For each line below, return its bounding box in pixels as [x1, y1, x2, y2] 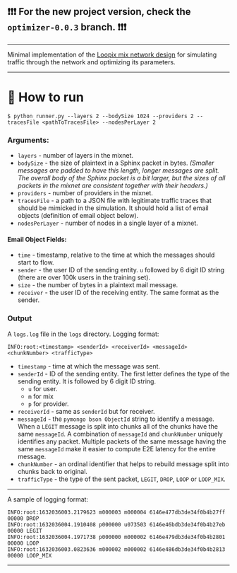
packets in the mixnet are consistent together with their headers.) [17, 181, 208, 190]
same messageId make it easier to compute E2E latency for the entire [17, 444, 217, 453]
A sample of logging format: [7, 494, 89, 504]
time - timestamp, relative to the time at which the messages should [17, 250, 215, 260]
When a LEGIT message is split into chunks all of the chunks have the [17, 422, 219, 430]
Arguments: [7, 135, 49, 145]
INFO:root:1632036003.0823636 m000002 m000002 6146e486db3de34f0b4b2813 [7, 545, 226, 553]
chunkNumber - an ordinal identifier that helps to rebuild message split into [17, 459, 229, 468]
